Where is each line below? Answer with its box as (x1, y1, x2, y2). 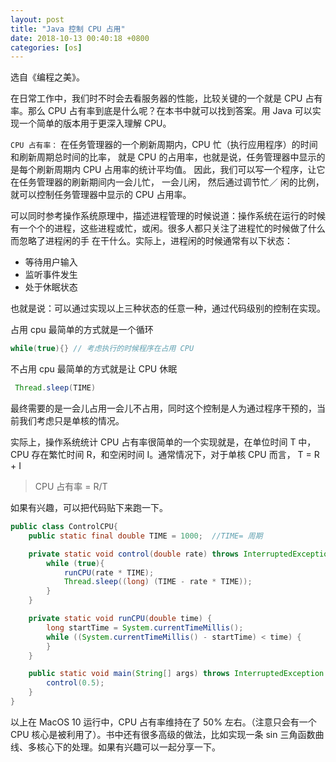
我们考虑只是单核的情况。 (18, 415, 125, 426)
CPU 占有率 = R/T (34, 481, 108, 492)
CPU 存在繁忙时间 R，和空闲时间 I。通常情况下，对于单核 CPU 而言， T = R (10, 449, 320, 460)
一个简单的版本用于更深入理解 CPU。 (18, 117, 172, 130)
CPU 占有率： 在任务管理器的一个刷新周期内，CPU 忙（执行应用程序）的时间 (10, 139, 318, 151)
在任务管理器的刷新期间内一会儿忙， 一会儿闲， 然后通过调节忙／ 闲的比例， (10, 176, 325, 188)
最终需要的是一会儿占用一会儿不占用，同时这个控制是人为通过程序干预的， (10, 402, 317, 414)
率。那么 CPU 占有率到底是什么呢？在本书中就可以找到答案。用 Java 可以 (10, 105, 313, 117)
